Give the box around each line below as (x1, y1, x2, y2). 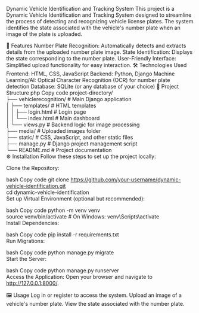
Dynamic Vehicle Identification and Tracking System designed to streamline (6, 11, 192, 19)
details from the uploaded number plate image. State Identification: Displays (6, 48, 193, 56)
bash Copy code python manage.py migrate (6, 249, 114, 256)
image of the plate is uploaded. (6, 31, 82, 38)
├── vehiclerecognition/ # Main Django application (6, 96, 132, 102)
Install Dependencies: (6, 220, 60, 226)
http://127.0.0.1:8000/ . (6, 279, 60, 287)
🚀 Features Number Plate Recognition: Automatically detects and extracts (6, 42, 186, 49)
